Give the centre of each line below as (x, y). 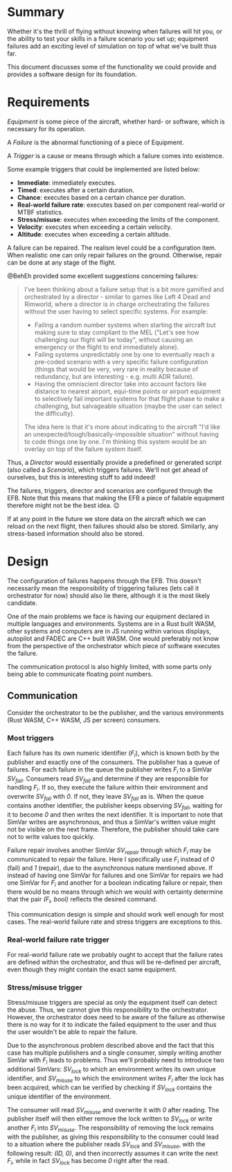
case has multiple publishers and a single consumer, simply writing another (115, 1053)
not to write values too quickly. (51, 836)
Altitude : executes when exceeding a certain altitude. (94, 234)
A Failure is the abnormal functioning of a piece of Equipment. (96, 142)
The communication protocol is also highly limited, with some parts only (110, 666)
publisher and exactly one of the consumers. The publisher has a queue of (114, 762)
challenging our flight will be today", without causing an (114, 339)
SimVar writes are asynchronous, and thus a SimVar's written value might (111, 822)
